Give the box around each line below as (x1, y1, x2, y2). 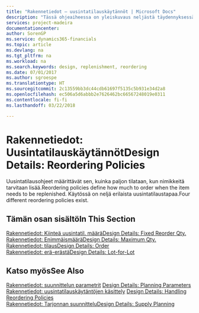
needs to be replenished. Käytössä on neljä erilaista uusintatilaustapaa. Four (6, 190, 191, 197)
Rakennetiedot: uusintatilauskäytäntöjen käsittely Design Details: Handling (6, 288, 187, 295)
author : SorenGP (6, 31, 46, 37)
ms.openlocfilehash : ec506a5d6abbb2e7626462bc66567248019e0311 (6, 91, 166, 97)
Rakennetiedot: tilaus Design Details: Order (6, 242, 110, 250)
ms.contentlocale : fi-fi (6, 97, 68, 103)
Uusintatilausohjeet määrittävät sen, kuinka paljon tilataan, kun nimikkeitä (6, 178, 185, 185)
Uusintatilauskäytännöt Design (6, 146, 160, 159)
